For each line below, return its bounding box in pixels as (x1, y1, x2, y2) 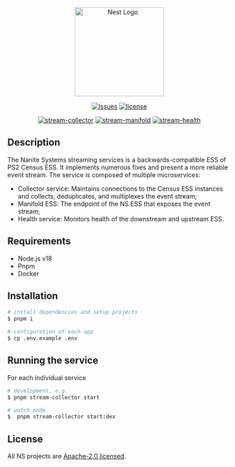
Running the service (7, 355, 99, 367)
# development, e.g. (7, 387, 69, 394)
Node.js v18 (17, 254, 53, 263)
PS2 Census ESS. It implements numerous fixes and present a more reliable (7, 163, 229, 172)
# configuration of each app (7, 328, 94, 335)
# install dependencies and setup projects (7, 309, 138, 316)
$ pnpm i (7, 315, 33, 322)
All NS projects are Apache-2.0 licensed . (7, 452, 126, 461)
